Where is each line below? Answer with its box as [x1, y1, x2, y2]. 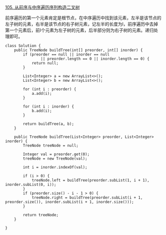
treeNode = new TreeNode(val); [23, 156, 88, 161]
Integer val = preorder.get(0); [23, 152, 90, 157]
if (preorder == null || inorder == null [23, 52, 110, 57]
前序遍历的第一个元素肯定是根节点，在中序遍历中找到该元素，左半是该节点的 [5, 15, 162, 21]
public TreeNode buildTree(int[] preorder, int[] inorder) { [14, 48, 143, 53]
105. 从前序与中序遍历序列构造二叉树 [5, 4, 80, 10]
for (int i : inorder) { [23, 104, 74, 109]
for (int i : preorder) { [23, 87, 77, 92]
